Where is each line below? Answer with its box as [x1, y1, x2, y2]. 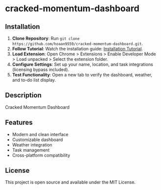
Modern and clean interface [12, 131, 69, 137]
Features [5, 119, 33, 127]
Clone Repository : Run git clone [12, 35, 80, 41]
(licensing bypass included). [12, 67, 69, 72]
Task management [12, 147, 50, 153]
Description [5, 91, 42, 99]
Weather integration [12, 142, 52, 147]
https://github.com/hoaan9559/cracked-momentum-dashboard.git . [12, 41, 143, 47]
